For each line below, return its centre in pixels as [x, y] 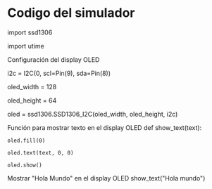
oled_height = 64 [32, 100]
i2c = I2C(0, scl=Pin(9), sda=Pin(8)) [59, 73]
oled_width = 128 [32, 86]
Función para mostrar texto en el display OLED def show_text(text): [105, 127]
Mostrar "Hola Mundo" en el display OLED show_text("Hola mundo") [106, 178]
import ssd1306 [30, 32]
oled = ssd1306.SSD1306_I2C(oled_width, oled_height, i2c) [93, 114]
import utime [26, 46]
